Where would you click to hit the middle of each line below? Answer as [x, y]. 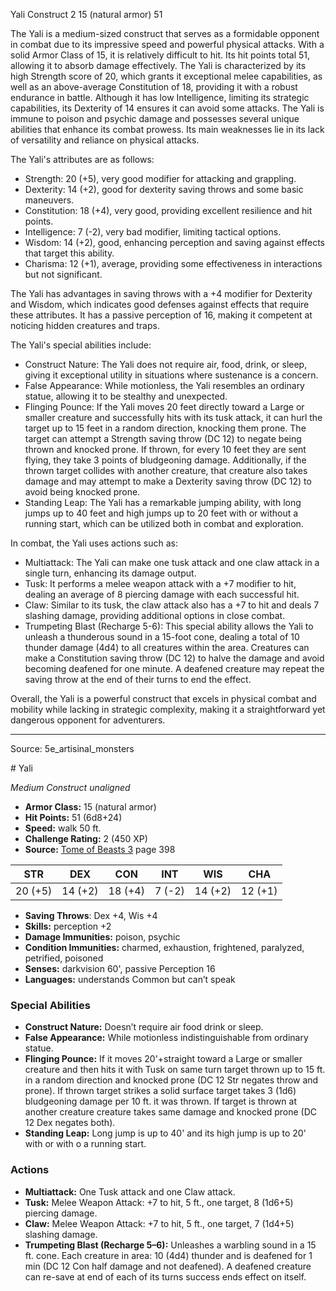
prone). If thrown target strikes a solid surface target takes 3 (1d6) [160, 1091]
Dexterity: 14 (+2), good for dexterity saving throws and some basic [164, 189]
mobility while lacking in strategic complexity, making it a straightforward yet [168, 709]
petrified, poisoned [64, 958]
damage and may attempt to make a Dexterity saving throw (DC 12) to [168, 481]
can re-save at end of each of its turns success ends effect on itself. [165, 1276]
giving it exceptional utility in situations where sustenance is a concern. [171, 375]
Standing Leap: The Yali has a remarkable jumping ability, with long [163, 502]
